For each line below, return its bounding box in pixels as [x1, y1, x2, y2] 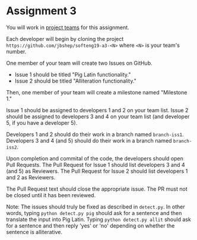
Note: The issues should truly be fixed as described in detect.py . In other [6, 203, 185, 210]
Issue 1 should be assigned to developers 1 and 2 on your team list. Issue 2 [6, 106, 189, 113]
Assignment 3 [6, 4, 77, 18]
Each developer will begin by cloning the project [6, 35, 124, 42]
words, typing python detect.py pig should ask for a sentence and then [6, 209, 182, 216]
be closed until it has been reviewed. [6, 191, 96, 198]
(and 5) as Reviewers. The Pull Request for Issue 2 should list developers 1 [6, 168, 188, 175]
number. [6, 48, 27, 55]
